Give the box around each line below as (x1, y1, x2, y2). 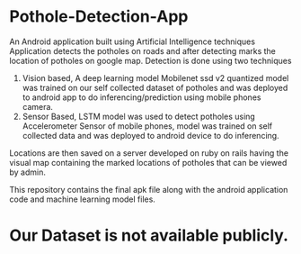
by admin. (9, 167, 47, 177)
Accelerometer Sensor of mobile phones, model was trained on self (22, 120, 273, 132)
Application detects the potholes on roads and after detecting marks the (9, 45, 277, 56)
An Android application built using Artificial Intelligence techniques (9, 36, 256, 47)
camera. (22, 101, 54, 112)
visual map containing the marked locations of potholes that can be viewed (9, 157, 288, 168)
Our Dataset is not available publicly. (9, 225, 289, 246)
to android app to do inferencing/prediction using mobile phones (22, 92, 261, 103)
